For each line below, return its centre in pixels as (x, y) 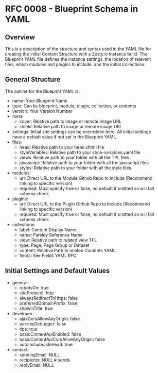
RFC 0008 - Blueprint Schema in (72, 9)
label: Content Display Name (48, 230)
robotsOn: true (34, 288)
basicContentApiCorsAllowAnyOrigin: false (62, 339)
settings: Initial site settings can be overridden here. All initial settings (81, 132)
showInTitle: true (36, 308)
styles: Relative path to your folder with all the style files (75, 168)
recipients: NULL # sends (45, 360)
